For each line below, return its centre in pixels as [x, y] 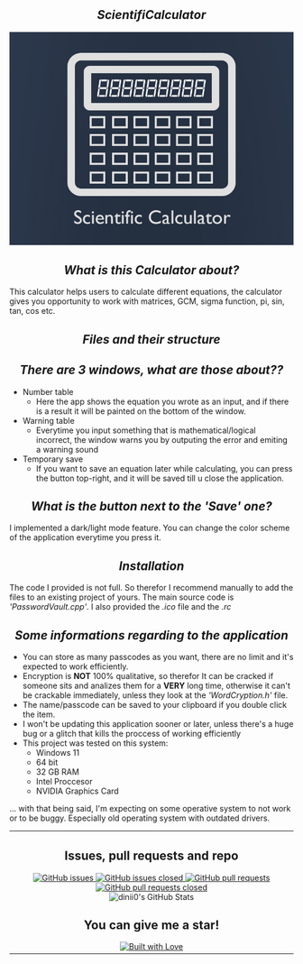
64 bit [47, 762]
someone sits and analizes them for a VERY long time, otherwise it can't [156, 686]
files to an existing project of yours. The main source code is [122, 597]
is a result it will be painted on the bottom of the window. [141, 411]
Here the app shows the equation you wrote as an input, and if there [162, 401]
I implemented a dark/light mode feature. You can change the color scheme [150, 528]
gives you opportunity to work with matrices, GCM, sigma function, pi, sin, [147, 301]
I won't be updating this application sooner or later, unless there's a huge [158, 724]
